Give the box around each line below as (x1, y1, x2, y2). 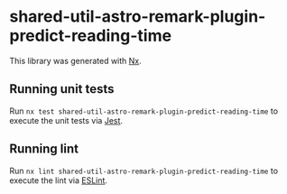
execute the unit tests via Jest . (9, 115, 124, 125)
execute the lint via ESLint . (9, 174, 108, 186)
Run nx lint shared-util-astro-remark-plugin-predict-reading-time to (9, 165, 278, 176)
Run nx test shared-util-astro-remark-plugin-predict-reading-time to (9, 106, 278, 116)
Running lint (9, 142, 79, 157)
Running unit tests (9, 81, 115, 97)
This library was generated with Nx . (9, 55, 142, 66)
